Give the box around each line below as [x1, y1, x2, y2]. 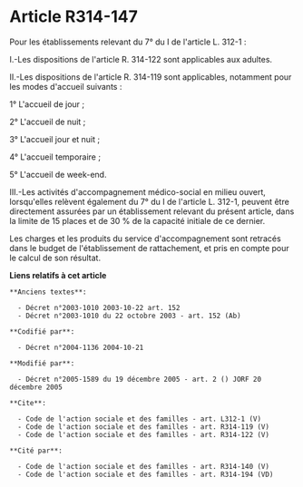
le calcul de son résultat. [9, 252, 102, 263]
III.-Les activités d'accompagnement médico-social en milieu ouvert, [9, 186, 266, 197]
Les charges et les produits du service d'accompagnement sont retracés [9, 233, 281, 244]
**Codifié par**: [9, 326, 75, 336]
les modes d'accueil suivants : [9, 81, 122, 92]
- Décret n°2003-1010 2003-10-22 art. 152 [17, 303, 181, 312]
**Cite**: [9, 398, 47, 407]
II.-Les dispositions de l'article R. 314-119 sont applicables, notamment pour [9, 71, 292, 83]
